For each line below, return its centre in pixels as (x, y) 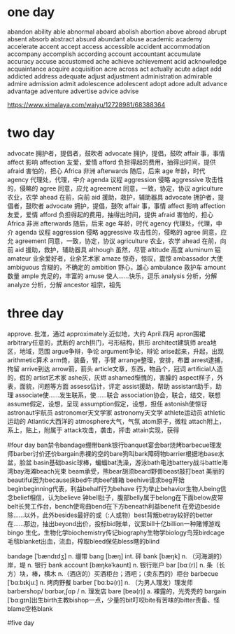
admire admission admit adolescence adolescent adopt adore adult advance (117, 83)
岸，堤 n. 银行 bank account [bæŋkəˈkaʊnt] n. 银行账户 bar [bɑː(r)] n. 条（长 (116, 565)
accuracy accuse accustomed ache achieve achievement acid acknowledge (117, 61)
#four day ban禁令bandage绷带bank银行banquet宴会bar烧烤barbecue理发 (115, 445)
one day (31, 12)
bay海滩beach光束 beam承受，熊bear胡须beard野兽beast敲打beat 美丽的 (119, 471)
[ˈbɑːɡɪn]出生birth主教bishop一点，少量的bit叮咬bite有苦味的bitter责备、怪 (114, 600)
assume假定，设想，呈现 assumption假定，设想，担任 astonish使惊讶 (107, 404)
